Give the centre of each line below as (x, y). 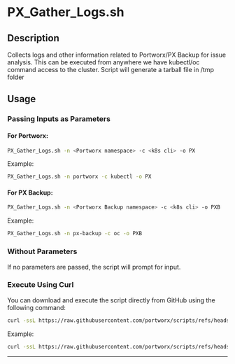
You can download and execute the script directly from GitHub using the (111, 300)
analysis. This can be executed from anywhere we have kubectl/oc (104, 62)
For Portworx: (28, 135)
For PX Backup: (30, 192)
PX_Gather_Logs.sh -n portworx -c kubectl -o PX (79, 177)
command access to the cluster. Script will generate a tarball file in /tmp (111, 70)
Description (33, 38)
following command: (37, 307)
